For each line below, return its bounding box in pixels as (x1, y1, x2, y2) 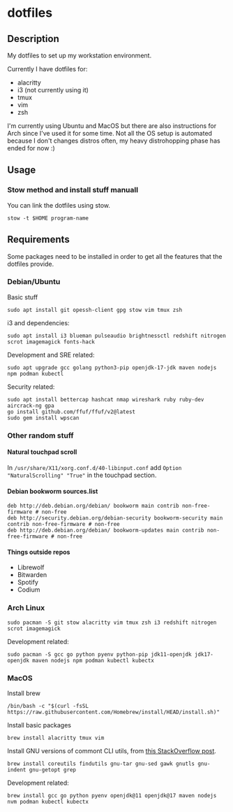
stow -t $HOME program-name (7, 215, 89, 222)
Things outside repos (7, 548, 70, 556)
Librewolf (17, 563, 45, 571)
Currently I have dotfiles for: (7, 65, 88, 73)
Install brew (7, 689, 40, 697)
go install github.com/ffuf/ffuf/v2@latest (7, 408, 136, 415)
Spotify (17, 578, 38, 587)
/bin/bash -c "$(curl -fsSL (7, 702, 89, 709)
